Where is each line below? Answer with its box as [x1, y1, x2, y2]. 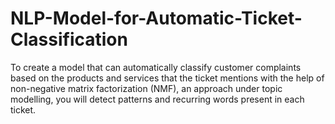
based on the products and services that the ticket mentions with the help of [10, 72, 325, 84]
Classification [10, 28, 128, 51]
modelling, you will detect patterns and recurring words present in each [10, 93, 305, 105]
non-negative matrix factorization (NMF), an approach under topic [10, 82, 283, 94]
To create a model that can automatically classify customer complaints [10, 61, 302, 73]
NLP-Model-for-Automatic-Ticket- [10, 7, 303, 30]
